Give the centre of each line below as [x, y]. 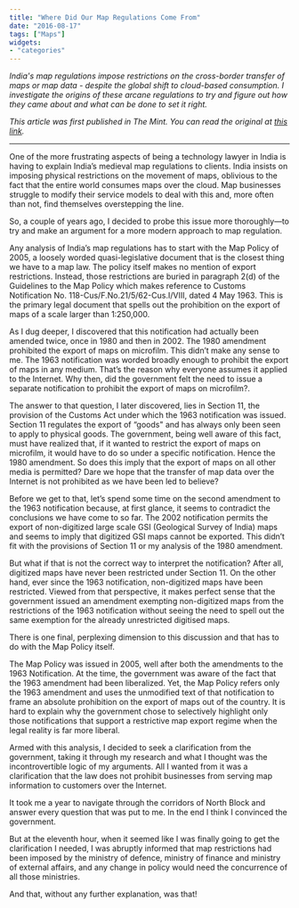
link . [17, 131]
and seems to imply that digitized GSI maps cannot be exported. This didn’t [147, 536]
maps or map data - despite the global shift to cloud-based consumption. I [147, 86]
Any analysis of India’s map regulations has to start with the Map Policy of [144, 248]
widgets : [25, 42]
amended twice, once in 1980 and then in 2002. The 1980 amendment [138, 341]
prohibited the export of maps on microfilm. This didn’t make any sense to [145, 351]
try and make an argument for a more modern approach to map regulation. [146, 231]
